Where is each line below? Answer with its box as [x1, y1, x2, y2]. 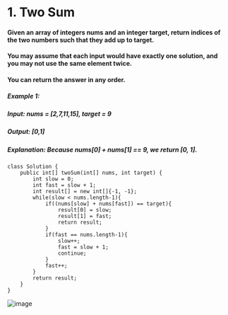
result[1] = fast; [57, 213, 112, 220]
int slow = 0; [32, 176, 74, 183]
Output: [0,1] [7, 127, 45, 136]
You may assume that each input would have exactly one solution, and [7, 52, 218, 60]
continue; [57, 250, 87, 257]
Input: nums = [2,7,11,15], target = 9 [7, 109, 112, 118]
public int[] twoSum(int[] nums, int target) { [20, 169, 162, 177]
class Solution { [7, 164, 59, 171]
